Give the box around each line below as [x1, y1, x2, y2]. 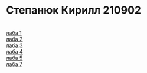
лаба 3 [6, 42, 23, 49]
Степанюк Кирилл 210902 [6, 4, 142, 17]
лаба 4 [6, 48, 24, 55]
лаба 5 [6, 54, 23, 61]
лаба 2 [6, 35, 23, 42]
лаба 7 [6, 60, 22, 68]
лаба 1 [6, 29, 22, 36]
